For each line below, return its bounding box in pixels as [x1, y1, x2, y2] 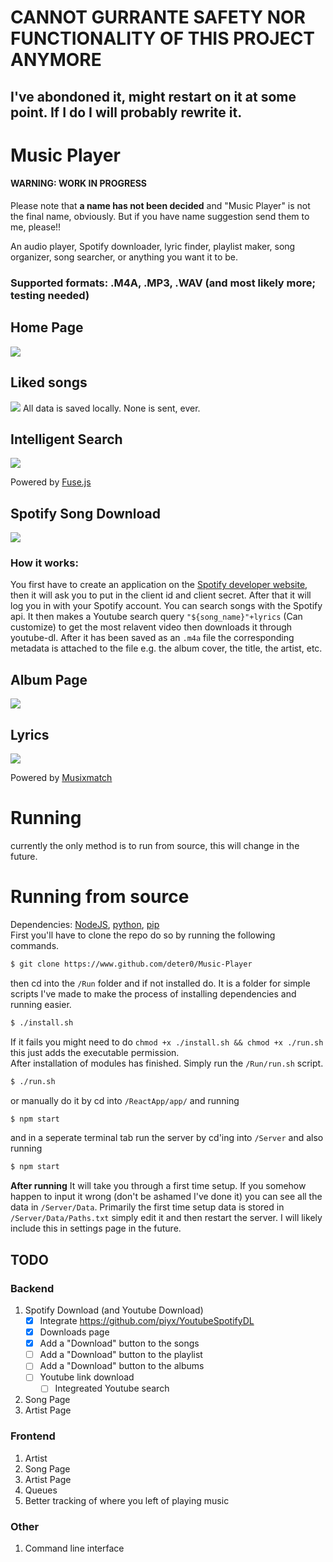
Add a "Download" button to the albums [39, 1360, 205, 1372]
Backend [10, 1281, 55, 1295]
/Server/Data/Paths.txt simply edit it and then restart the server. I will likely [10, 1212, 323, 1224]
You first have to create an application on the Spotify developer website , [10, 579, 308, 591]
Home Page [10, 319, 84, 336]
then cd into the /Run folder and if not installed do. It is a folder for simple [10, 977, 311, 989]
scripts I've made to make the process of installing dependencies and [10, 987, 297, 1000]
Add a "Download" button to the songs [39, 1337, 200, 1350]
